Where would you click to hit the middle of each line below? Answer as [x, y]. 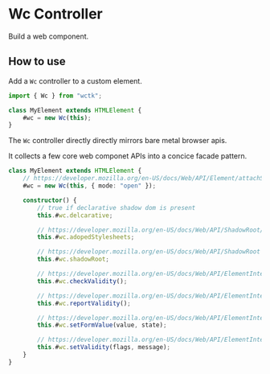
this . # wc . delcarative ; [75, 215]
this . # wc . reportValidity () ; [84, 303]
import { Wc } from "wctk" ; [55, 96]
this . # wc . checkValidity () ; [82, 281]
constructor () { [50, 200]
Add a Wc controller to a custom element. [75, 80]
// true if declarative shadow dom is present [117, 208]
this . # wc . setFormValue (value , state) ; [102, 325]
